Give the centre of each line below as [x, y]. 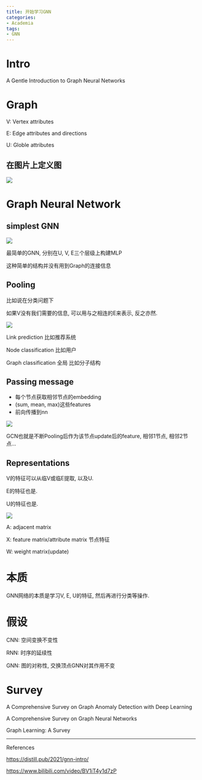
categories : [21, 17]
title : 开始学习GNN [29, 12]
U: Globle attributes [30, 145]
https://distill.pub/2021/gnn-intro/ [47, 760]
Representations [38, 463]
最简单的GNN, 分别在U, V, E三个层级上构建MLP [64, 253]
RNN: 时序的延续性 [29, 653]
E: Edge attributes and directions [47, 133]
